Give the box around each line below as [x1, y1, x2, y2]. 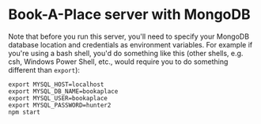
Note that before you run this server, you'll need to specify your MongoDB [8, 32, 250, 41]
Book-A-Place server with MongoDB [8, 6, 251, 24]
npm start [8, 108, 41, 116]
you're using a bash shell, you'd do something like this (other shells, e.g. [8, 48, 244, 58]
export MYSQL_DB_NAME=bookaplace [8, 87, 119, 96]
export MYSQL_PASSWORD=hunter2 [8, 101, 112, 109]
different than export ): [8, 65, 81, 74]
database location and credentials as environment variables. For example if [8, 39, 253, 49]
